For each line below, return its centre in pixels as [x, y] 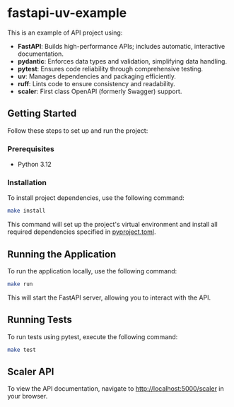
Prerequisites [31, 148]
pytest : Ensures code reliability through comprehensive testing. [110, 69]
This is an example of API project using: [65, 33]
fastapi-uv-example [67, 13]
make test [22, 350]
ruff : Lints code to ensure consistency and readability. [96, 83]
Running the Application [62, 254]
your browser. [28, 396]
